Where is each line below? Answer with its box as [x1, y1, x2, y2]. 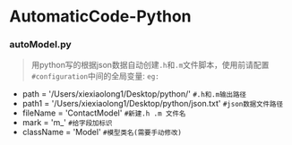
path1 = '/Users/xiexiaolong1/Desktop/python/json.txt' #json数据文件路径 [21, 98, 284, 109]
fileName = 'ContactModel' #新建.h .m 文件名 [21, 107, 186, 118]
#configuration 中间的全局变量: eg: [30, 71, 159, 81]
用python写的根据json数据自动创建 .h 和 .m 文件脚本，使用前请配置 [30, 60, 270, 71]
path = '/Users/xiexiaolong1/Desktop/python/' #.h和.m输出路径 [21, 89, 246, 99]
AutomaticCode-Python [9, 6, 192, 27]
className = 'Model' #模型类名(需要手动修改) [21, 127, 182, 138]
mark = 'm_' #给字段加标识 [21, 117, 113, 128]
